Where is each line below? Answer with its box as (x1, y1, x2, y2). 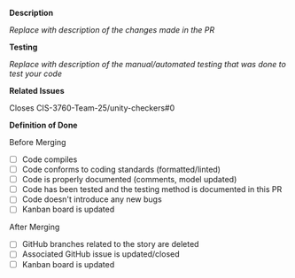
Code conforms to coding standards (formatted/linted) (21, 164, 221, 175)
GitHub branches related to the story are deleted (21, 239, 199, 250)
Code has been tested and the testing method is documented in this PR (21, 184, 283, 195)
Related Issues (9, 86, 65, 96)
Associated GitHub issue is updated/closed (21, 249, 180, 259)
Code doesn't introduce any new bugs (21, 194, 162, 205)
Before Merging (9, 137, 66, 147)
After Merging (9, 221, 60, 233)
